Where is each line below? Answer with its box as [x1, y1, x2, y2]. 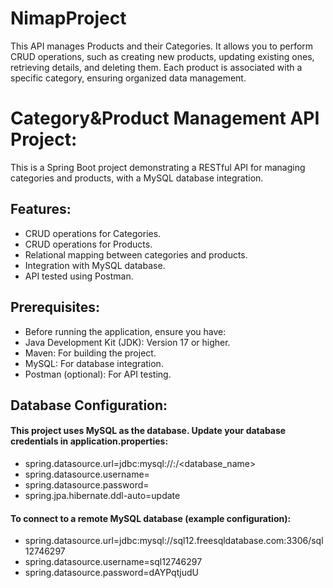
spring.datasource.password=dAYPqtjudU [24, 567, 200, 579]
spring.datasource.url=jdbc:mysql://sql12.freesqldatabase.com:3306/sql [24, 535, 324, 547]
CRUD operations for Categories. [24, 227, 162, 239]
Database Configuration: [10, 397, 168, 414]
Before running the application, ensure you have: [24, 325, 227, 337]
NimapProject [10, 7, 127, 30]
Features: [10, 201, 72, 218]
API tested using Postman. [24, 270, 134, 282]
